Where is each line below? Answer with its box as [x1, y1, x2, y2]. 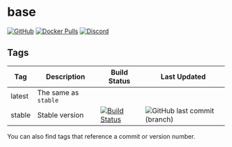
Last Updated [160, 72, 206, 81]
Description [46, 72, 86, 81]
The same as [37, 88, 79, 97]
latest [10, 91, 29, 101]
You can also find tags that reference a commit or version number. [7, 132, 195, 140]
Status [108, 76, 131, 86]
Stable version [37, 110, 84, 119]
